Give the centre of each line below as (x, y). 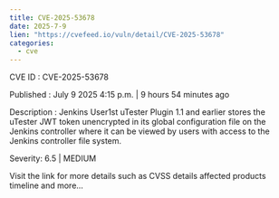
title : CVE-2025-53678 (52, 18)
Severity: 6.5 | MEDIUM (53, 158)
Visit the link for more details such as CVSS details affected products (138, 176)
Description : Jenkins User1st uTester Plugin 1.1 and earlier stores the (137, 112)
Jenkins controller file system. (66, 141)
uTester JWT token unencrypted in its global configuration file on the (138, 122)
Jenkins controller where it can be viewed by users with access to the (139, 131)
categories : (32, 43)
